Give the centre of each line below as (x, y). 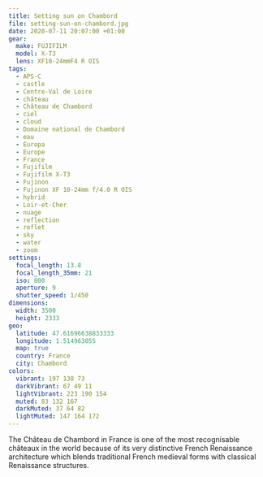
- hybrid (30, 197)
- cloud (29, 122)
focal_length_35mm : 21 (54, 273)
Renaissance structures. (49, 465)
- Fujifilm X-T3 (43, 175)
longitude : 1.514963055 (56, 341)
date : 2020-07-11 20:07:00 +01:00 (67, 31)
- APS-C (29, 76)
